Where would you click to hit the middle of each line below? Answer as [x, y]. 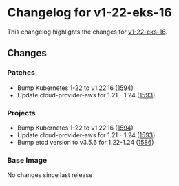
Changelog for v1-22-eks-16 [89, 13]
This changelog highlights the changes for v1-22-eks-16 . [87, 32]
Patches [21, 73]
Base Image [27, 160]
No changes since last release [50, 175]
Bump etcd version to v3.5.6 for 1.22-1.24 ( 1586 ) [85, 142]
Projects [21, 113]
